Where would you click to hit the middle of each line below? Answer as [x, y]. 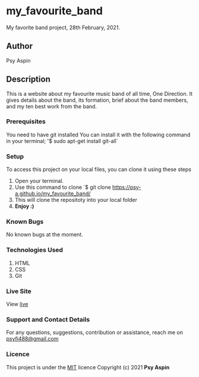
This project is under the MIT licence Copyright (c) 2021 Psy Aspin [88, 367]
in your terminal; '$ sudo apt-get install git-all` [62, 141]
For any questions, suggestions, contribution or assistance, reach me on [94, 332]
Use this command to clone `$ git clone [63, 187]
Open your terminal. [39, 181]
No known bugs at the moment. [45, 235]
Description [28, 80]
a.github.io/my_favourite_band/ [53, 194]
